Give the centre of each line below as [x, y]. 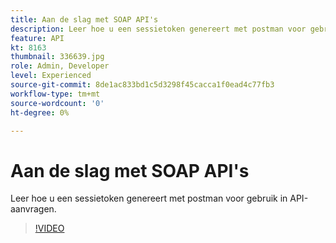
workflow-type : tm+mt [55, 94]
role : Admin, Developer [60, 66]
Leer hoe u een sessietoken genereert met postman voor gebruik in [149, 198]
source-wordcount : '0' [57, 103]
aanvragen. [33, 209]
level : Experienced [51, 76]
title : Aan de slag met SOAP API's [84, 19]
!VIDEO [49, 228]
